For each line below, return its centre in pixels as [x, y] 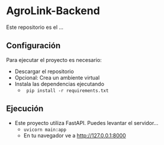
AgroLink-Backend [53, 11]
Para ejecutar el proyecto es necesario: [54, 60]
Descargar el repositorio [44, 71]
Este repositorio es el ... [35, 27]
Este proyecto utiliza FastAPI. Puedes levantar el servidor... [86, 123]
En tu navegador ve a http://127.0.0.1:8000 [75, 135]
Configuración [33, 46]
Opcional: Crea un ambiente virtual [57, 77]
